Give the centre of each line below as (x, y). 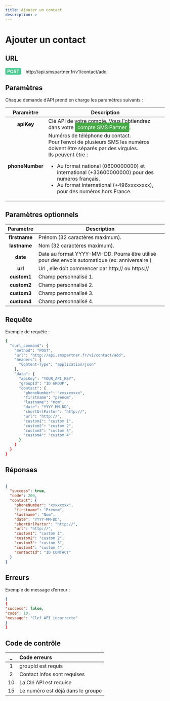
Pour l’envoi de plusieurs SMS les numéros (99, 142)
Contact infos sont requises (52, 674)
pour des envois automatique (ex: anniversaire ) (95, 260)
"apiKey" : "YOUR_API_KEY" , (47, 378)
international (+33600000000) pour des (105, 172)
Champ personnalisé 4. (66, 301)
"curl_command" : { (29, 345)
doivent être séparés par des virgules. (93, 149)
